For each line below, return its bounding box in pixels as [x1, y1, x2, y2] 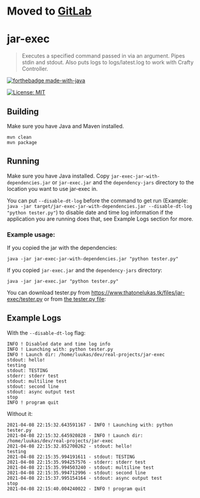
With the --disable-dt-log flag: [7, 329, 86, 336]
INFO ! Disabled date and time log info [7, 341, 111, 347]
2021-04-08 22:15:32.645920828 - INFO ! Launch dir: [7, 432, 143, 438]
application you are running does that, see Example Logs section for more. [7, 215, 194, 223]
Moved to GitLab [7, 4, 92, 18]
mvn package [7, 139, 37, 145]
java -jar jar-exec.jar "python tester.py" [7, 278, 119, 285]
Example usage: [7, 230, 55, 238]
